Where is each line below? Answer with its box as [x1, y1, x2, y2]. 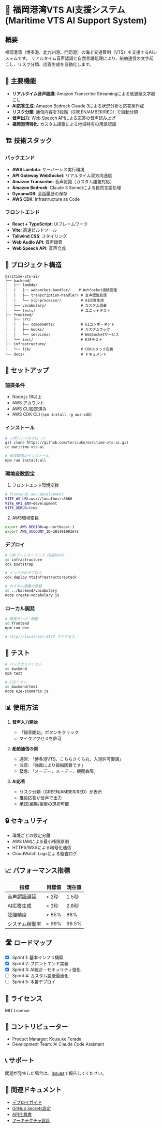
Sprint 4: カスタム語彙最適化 [12, 973, 69, 979]
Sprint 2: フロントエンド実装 [12, 960, 69, 966]
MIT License [5, 1008, 30, 1014]
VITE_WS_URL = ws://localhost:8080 [5, 496, 73, 502]
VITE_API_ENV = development [5, 501, 57, 506]
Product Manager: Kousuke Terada [12, 1036, 82, 1042]
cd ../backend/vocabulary [5, 588, 57, 593]
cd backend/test [5, 684, 38, 689]
